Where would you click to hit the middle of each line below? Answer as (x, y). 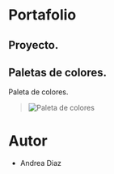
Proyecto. (34, 45)
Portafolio (42, 15)
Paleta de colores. (38, 92)
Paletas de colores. (58, 72)
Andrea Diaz (41, 163)
